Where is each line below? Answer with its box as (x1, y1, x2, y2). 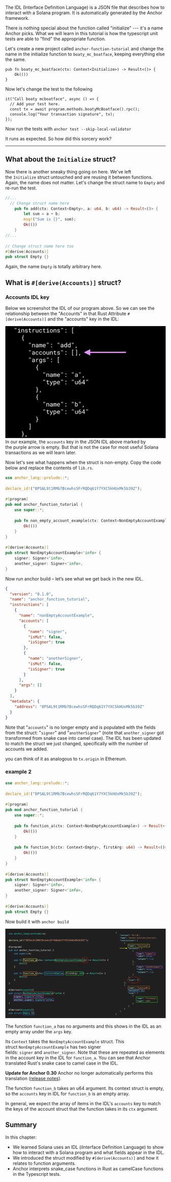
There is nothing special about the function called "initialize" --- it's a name (5, 25, 163, 31)
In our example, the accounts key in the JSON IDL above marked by (5, 439, 146, 445)
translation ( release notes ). (5, 1075, 62, 1081)
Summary (5, 1120, 37, 1129)
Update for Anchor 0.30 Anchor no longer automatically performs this (5, 1070, 153, 1076)
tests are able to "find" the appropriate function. (5, 36, 106, 42)
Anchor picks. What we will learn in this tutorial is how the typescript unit (5, 31, 158, 36)
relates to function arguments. (12, 1160, 76, 1166)
